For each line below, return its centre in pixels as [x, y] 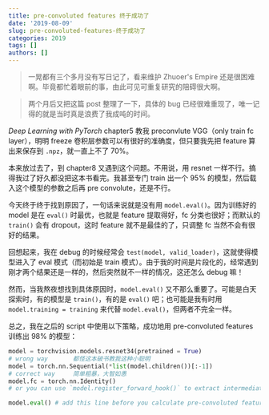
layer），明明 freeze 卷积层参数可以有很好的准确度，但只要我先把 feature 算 [132, 141]
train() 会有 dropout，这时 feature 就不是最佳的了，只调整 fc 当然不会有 [128, 225]
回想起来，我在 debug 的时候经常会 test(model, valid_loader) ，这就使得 [130, 252]
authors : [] [28, 53]
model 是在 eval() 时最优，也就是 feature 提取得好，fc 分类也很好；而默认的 [134, 215]
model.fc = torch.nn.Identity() [62, 381]
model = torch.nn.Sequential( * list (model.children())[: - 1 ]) [111, 366]
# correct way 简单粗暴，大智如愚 [67, 373]
